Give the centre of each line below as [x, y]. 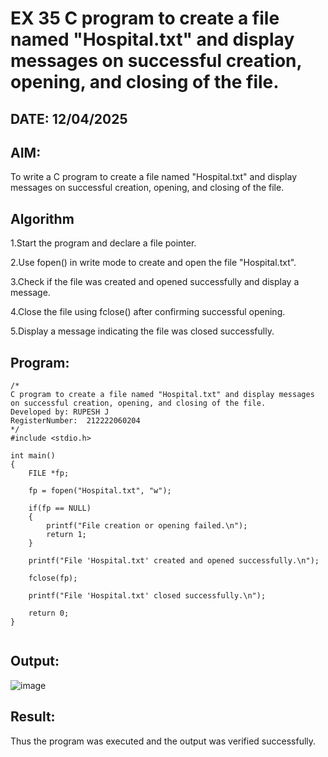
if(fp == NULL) [60, 508]
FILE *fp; [49, 473]
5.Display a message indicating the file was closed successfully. [142, 331]
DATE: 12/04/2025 [69, 118]
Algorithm [42, 218]
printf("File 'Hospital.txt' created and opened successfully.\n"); [174, 561]
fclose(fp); [53, 578]
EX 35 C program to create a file [145, 18]
